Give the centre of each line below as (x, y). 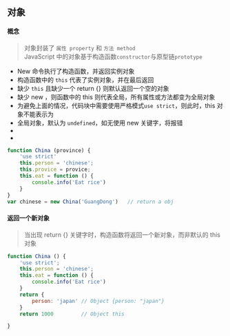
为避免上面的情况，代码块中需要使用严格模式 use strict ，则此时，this (116, 105)
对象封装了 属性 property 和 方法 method (80, 48)
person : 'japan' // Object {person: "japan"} (98, 301)
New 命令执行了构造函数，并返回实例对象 (76, 71)
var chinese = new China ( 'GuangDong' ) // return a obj (91, 202)
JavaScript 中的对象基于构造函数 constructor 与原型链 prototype (113, 56)
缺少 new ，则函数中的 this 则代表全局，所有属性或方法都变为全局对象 (116, 97)
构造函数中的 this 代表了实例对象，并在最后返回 (85, 80)
